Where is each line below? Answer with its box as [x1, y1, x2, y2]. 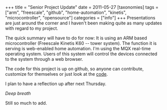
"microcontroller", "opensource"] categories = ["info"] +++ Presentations [5, 15, 156, 20]
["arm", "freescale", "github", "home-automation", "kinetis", [5, 9, 127, 15]
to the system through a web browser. [5, 56, 83, 62]
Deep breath [5, 91, 31, 96]
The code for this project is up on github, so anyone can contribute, [5, 66, 144, 72]
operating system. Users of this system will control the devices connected [5, 51, 158, 57]
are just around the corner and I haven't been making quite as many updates [5, 20, 162, 26]
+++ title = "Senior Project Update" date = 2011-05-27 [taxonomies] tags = [5, 4, 159, 10]
